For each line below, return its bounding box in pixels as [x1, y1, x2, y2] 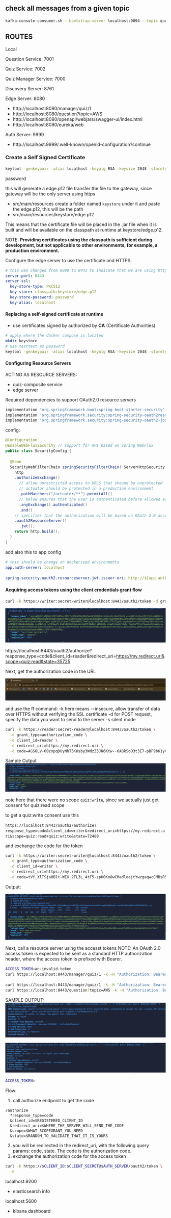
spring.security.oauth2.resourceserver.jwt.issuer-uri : [5, 576, 126, 581]
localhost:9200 [5, 1178, 37, 1184]
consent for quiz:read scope [5, 802, 65, 808]
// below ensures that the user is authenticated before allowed [18, 497, 160, 502]
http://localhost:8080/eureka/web [12, 121, 84, 128]
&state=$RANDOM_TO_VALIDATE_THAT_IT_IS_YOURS [10, 1133, 108, 1138]
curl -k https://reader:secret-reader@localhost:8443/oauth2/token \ [5, 727, 156, 732]
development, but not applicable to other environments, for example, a [5, 242, 158, 248]
